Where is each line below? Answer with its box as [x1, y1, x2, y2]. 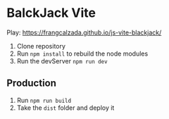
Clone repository [16, 42, 66, 50]
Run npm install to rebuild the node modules [16, 49, 149, 58]
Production [6, 77, 57, 89]
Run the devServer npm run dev [16, 56, 108, 65]
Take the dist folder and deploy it [16, 104, 115, 112]
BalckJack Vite [6, 5, 96, 21]
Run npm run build [16, 96, 72, 104]
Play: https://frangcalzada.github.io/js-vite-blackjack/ [6, 28, 162, 37]
